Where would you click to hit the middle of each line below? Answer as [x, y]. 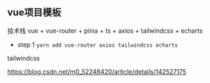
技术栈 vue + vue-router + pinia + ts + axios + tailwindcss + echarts [105, 31]
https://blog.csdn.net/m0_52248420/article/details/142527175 [97, 71]
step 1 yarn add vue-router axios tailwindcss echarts [98, 45]
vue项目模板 [34, 13]
